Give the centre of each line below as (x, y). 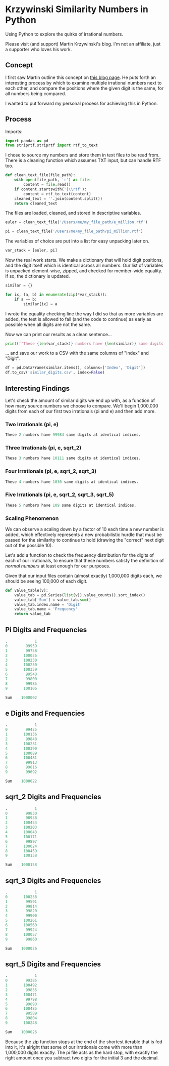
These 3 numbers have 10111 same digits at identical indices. (73, 458)
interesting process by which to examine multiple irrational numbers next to (83, 83)
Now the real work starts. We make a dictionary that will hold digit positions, (84, 260)
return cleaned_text (36, 203)
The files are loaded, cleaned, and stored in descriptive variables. (73, 213)
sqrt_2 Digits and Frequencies (53, 797)
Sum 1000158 (21, 865)
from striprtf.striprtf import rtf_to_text (52, 145)
